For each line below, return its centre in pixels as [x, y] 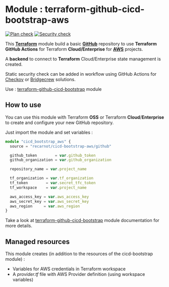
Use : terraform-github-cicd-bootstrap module [53, 89]
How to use [23, 105]
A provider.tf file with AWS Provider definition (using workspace [79, 274]
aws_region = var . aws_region [45, 206]
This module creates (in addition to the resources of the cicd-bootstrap [79, 254]
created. [14, 64]
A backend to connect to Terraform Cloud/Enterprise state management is [83, 59]
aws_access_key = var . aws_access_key [49, 197]
